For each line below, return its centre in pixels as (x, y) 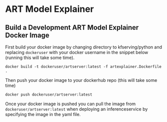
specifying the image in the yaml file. (43, 114)
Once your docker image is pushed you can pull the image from (71, 104)
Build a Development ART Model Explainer (72, 28)
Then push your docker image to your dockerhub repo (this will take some (81, 80)
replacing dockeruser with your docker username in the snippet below (77, 52)
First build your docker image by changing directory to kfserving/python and (84, 47)
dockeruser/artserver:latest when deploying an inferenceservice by (77, 109)
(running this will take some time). (40, 58)
